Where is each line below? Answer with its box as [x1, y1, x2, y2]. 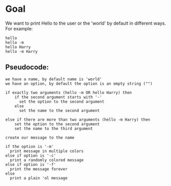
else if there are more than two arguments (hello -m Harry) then [5, 117, 150, 122]
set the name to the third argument [14, 126, 93, 131]
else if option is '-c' [5, 153, 56, 158]
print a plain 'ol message [10, 175, 68, 180]
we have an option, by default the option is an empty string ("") [5, 81, 153, 86]
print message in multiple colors [10, 148, 84, 154]
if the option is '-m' [5, 144, 54, 149]
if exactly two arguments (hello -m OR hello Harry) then [5, 90, 132, 95]
